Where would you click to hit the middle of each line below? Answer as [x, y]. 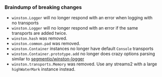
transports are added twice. [39, 33]
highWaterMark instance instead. [43, 69]
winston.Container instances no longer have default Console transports [82, 49]
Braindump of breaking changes [43, 7]
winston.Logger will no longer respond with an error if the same [75, 28]
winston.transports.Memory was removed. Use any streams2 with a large [84, 64]
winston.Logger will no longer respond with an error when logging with [82, 18]
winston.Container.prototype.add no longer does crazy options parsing [83, 54]
